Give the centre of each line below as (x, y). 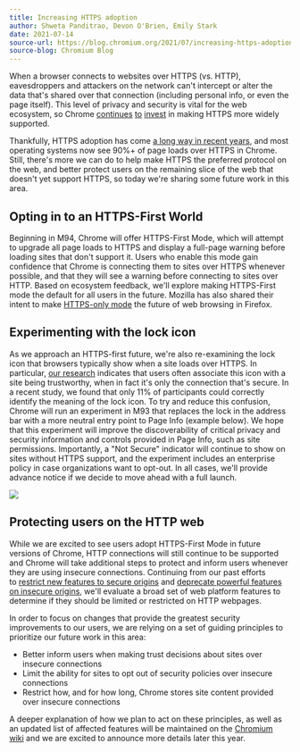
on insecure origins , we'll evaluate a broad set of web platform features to (145, 591)
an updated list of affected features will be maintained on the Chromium (142, 728)
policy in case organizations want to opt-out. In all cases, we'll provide (138, 468)
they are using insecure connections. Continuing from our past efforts (137, 572)
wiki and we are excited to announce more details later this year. (127, 738)
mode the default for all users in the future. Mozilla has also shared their (142, 295)
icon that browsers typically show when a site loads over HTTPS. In (133, 363)
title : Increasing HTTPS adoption (74, 17)
